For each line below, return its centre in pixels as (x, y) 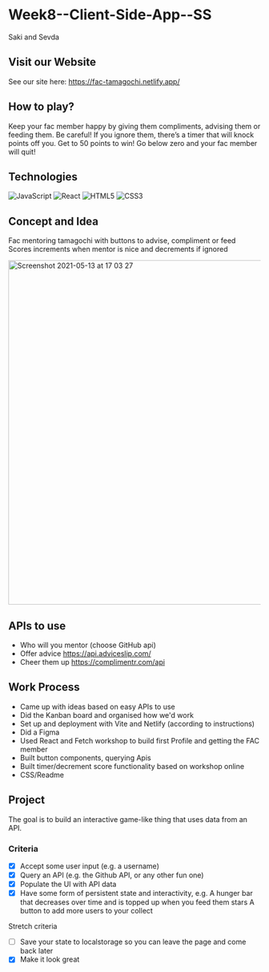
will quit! (22, 152)
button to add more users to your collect (86, 911)
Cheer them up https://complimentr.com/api (92, 662)
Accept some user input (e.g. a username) (90, 866)
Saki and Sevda (34, 37)
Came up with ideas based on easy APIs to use (98, 707)
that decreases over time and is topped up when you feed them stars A (137, 902)
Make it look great (50, 959)
